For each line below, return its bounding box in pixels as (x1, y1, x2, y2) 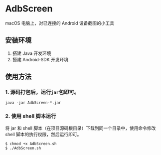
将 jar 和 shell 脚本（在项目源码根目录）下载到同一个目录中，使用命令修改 (5, 125, 156, 131)
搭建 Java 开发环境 (12, 50, 51, 56)
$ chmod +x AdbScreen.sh (5, 141, 57, 146)
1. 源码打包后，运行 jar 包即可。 (5, 89, 80, 96)
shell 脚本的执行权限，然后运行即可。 (5, 131, 82, 137)
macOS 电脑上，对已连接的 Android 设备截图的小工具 (5, 20, 115, 26)
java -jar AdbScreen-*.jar (5, 100, 61, 105)
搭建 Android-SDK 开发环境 (12, 56, 69, 62)
